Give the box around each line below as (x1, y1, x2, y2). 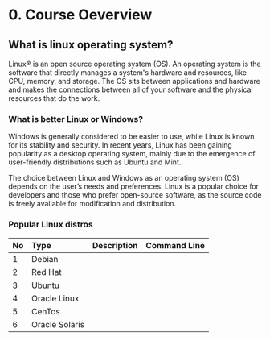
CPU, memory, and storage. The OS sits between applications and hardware (8, 77, 261, 85)
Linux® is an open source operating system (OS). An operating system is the (8, 59, 261, 69)
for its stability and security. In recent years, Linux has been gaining (8, 140, 233, 150)
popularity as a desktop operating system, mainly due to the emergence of (8, 149, 256, 159)
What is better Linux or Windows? (8, 113, 143, 124)
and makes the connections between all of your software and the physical (8, 85, 253, 94)
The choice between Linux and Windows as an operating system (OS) (8, 173, 239, 183)
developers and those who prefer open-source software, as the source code (8, 190, 262, 200)
